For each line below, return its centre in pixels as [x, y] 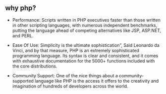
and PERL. [23, 35]
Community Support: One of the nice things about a [65, 75]
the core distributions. [35, 66]
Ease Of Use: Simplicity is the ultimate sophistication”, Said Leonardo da [86, 45]
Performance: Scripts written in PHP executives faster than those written [86, 20]
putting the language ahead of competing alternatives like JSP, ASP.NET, [87, 30]
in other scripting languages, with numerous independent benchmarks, [85, 25]
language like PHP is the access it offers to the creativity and [97, 81]
